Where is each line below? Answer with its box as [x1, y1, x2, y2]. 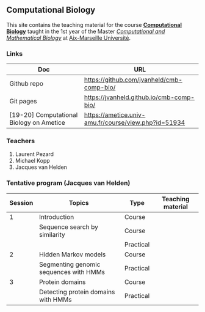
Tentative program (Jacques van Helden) [6, 179, 131, 187]
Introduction [39, 212, 74, 221]
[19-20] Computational [9, 111, 78, 119]
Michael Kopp [15, 157, 50, 165]
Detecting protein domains [39, 288, 115, 296]
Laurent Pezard [15, 150, 54, 158]
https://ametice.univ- [84, 111, 146, 119]
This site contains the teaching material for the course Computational [6, 21, 182, 28]
